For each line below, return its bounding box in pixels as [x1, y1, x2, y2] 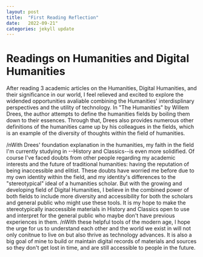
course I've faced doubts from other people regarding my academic [6, 154, 176, 161]
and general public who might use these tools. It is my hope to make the [6, 199, 186, 206]
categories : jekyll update [6, 25, 75, 32]
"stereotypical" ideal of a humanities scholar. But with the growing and [6, 180, 182, 187]
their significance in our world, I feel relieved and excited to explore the [6, 91, 184, 99]
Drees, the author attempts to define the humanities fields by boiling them [6, 110, 190, 118]
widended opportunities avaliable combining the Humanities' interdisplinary [6, 97, 195, 105]
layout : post [6, 8, 39, 15]
